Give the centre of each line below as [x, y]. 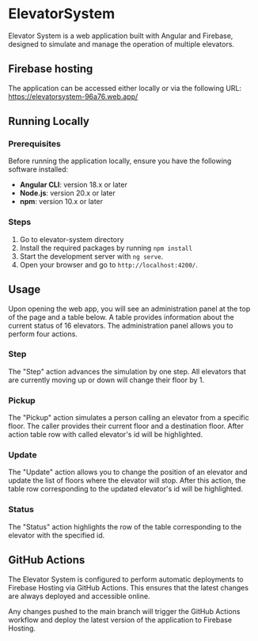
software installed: [38, 169]
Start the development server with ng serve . [91, 256]
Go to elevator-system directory [72, 239]
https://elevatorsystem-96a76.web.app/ [73, 97]
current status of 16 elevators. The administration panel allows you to [121, 325]
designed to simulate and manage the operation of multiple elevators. [121, 44]
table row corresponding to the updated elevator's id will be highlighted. [126, 489]
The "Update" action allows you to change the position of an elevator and [128, 472]
